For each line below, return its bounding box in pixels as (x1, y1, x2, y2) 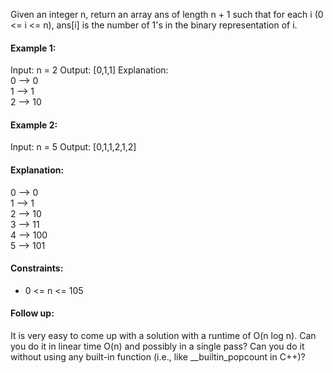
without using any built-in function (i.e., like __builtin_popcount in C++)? (10, 351, 306, 363)
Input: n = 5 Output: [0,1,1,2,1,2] (10, 141, 137, 153)
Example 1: (10, 42, 57, 54)
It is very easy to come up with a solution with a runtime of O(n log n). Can (10, 330, 317, 342)
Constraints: (10, 262, 64, 274)
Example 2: (10, 119, 58, 131)
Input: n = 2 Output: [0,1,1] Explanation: (10, 64, 169, 76)
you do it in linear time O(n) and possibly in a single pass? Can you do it (10, 340, 305, 353)
